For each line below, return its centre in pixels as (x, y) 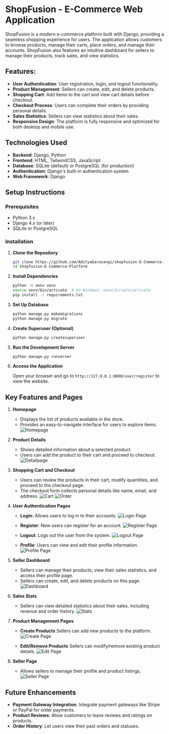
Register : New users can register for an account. (71, 525)
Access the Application (38, 366)
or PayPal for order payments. (44, 710)
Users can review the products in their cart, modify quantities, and (89, 480)
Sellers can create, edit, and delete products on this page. (80, 581)
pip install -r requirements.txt (48, 295)
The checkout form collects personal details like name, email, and (88, 491)
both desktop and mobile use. (43, 127)
